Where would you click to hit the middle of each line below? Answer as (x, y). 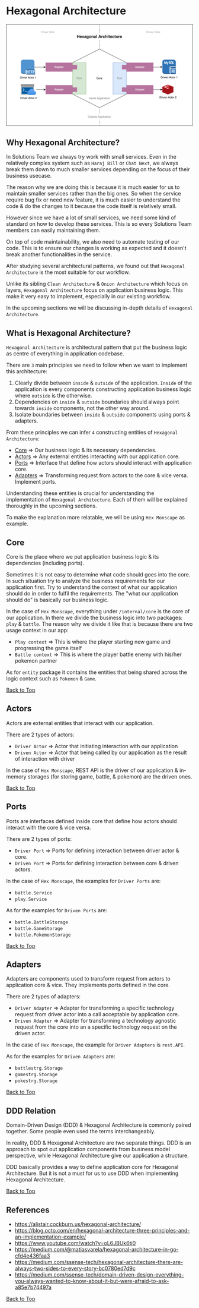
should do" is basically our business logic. (57, 600)
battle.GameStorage (39, 928)
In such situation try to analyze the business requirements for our (86, 581)
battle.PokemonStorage (43, 935)
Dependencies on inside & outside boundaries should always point (97, 402)
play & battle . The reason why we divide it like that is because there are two (99, 624)
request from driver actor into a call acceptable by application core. (97, 1014)
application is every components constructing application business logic (103, 389)
